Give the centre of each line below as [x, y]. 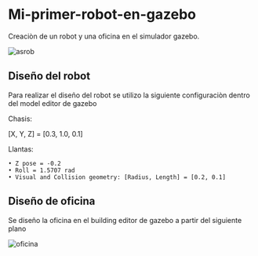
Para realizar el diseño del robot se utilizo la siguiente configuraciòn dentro [129, 95]
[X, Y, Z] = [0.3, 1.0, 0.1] [46, 133]
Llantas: [21, 149]
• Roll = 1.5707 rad [42, 170]
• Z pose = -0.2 [35, 163]
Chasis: [20, 119]
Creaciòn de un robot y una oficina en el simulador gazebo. [104, 36]
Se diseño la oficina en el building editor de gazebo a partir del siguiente [125, 220]
